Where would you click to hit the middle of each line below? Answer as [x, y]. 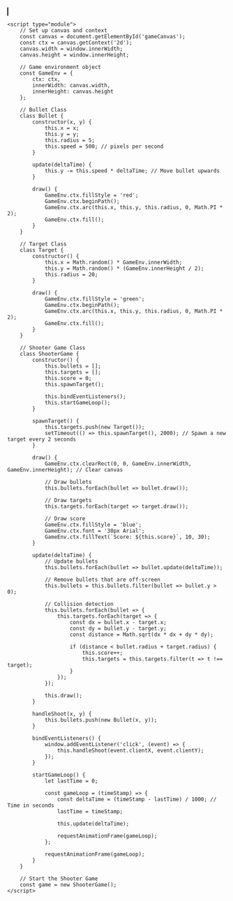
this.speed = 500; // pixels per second [104, 146]
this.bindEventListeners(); [85, 397]
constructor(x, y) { [62, 122]
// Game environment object [60, 67]
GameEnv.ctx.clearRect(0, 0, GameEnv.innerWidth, [118, 464]
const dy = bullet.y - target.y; [118, 628]
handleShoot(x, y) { [62, 714]
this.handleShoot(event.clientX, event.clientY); [130, 750]
